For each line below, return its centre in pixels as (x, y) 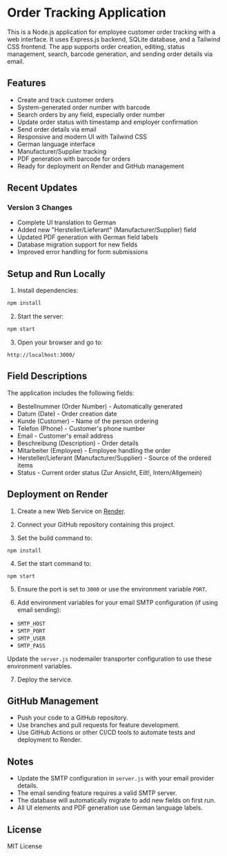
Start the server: (40, 316)
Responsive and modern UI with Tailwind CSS (82, 136)
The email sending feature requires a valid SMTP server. (97, 793)
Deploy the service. (45, 679)
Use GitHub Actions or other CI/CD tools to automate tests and (106, 733)
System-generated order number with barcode (83, 107)
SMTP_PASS (31, 645)
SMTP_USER (31, 639)
